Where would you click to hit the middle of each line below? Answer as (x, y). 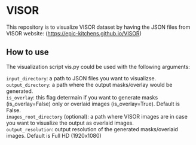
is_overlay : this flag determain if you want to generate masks (82, 97)
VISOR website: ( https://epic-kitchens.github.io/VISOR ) (74, 33)
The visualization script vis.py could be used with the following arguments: (98, 67)
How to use (27, 52)
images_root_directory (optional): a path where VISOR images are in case (97, 116)
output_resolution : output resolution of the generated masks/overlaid (92, 129)
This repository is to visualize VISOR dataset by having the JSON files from (98, 27)
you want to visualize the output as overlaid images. (70, 123)
